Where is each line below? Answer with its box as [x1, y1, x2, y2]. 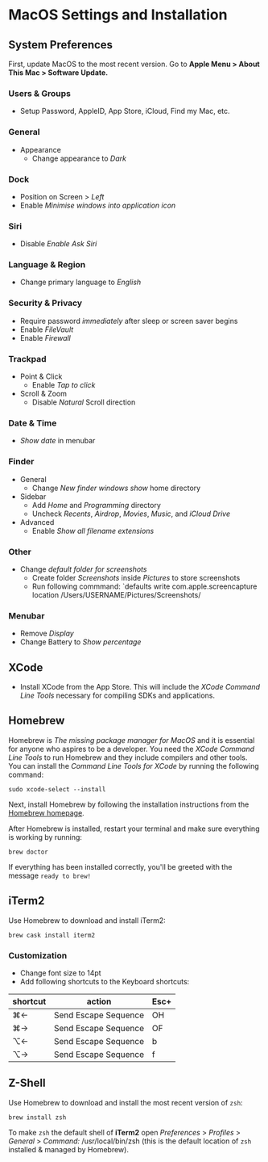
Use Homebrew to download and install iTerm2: [8, 915, 167, 925]
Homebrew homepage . [8, 808, 85, 817]
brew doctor [8, 848, 48, 856]
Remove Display [19, 628, 74, 639]
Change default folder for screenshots [19, 564, 147, 574]
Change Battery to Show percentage [19, 637, 142, 647]
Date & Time [8, 417, 57, 429]
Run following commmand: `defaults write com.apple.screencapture [31, 581, 258, 591]
